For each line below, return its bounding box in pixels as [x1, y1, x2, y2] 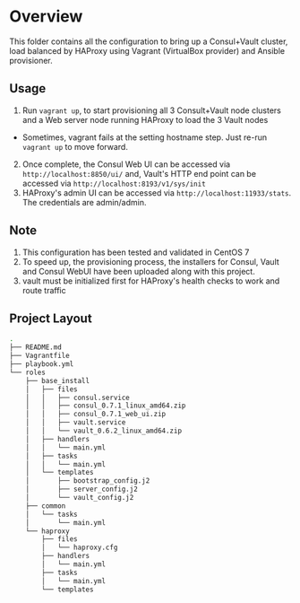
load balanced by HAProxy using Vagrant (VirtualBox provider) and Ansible [9, 45, 285, 56]
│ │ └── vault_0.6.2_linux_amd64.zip [25, 426, 182, 435]
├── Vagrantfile [9, 352, 70, 361]
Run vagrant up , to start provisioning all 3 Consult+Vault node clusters [21, 105, 282, 116]
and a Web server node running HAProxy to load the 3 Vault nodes [21, 114, 269, 125]
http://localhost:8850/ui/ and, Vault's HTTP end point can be [21, 168, 257, 179]
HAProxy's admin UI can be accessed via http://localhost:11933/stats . [21, 187, 292, 198]
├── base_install [25, 376, 90, 385]
